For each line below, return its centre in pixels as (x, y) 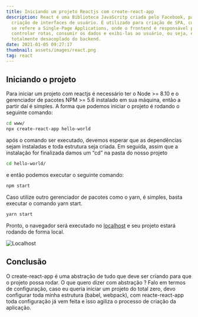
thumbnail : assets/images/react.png (51, 50)
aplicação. (19, 308)
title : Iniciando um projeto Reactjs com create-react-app (80, 12)
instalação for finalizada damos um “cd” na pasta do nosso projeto (87, 153)
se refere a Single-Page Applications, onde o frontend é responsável (100, 28)
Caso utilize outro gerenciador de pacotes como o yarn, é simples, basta (94, 197)
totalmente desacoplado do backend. (56, 39)
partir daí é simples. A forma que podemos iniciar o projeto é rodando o (93, 106)
